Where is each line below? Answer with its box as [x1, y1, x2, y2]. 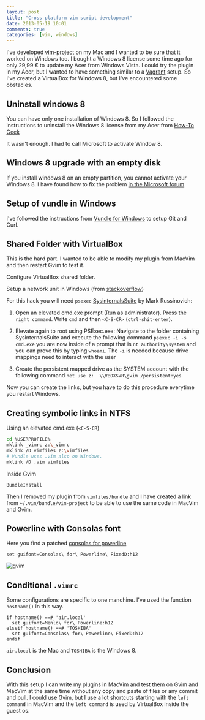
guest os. [6, 707, 30, 714]
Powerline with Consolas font [6, 523, 121, 534]
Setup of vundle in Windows [6, 199, 116, 209]
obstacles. [6, 81, 32, 89]
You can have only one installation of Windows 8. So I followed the [6, 115, 174, 123]
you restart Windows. [6, 390, 61, 398]
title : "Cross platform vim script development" [6, 15, 133, 21]
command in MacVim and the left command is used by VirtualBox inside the [6, 700, 189, 708]
